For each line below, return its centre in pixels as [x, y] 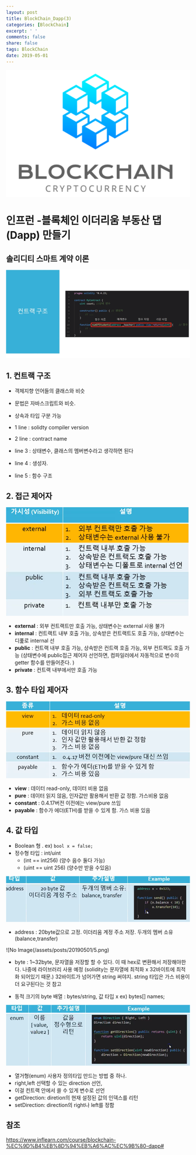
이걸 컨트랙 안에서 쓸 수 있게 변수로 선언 [60, 1090]
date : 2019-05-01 [27, 56]
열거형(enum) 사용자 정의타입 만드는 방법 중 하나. [71, 1075]
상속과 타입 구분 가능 [38, 416]
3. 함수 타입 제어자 [37, 690]
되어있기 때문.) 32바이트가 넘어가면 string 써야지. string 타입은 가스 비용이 [105, 977]
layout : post [22, 12]
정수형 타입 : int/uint [38, 853]
